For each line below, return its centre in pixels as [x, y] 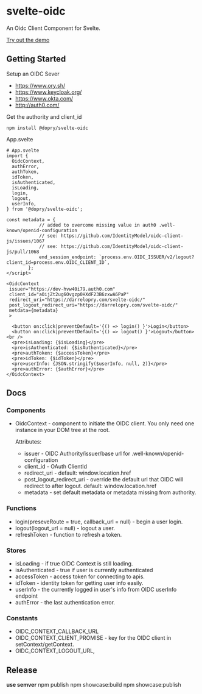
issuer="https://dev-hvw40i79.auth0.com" [62, 289]
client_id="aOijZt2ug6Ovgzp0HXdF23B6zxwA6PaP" [69, 294]
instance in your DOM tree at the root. [62, 430]
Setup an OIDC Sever [33, 74]
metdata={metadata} [34, 310]
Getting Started [36, 59]
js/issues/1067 [26, 241]
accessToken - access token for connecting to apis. [80, 576]
